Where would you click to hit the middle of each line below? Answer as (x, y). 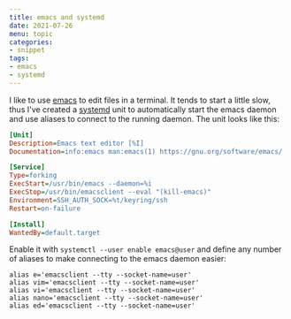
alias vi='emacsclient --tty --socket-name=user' (103, 291)
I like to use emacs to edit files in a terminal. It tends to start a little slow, (140, 100)
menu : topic (31, 34)
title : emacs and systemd (57, 17)
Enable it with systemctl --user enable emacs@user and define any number (145, 249)
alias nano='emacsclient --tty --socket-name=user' (106, 298)
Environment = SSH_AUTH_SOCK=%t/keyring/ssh (88, 200)
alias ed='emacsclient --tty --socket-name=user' (103, 306)
